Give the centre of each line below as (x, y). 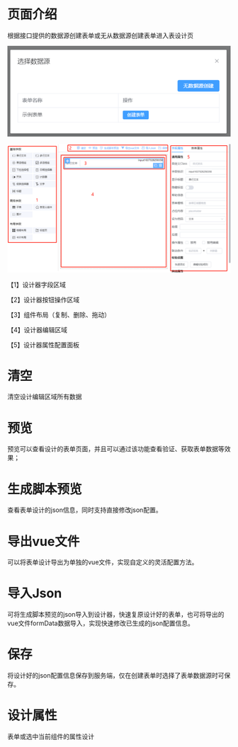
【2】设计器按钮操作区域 (44, 300)
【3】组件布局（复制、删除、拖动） (59, 314)
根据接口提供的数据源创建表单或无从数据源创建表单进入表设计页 (100, 35)
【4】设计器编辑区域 (38, 329)
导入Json (35, 594)
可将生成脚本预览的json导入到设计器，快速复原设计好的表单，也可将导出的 (116, 615)
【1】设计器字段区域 (36, 285)
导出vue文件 (44, 541)
